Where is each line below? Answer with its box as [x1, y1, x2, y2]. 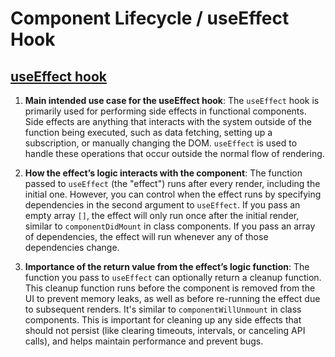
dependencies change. [24, 242, 120, 253]
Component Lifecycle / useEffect [10, 7, 290, 30]
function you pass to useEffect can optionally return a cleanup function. [24, 272, 322, 283]
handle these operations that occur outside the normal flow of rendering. [24, 148, 325, 159]
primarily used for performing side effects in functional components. [24, 105, 307, 117]
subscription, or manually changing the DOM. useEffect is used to [24, 137, 298, 149]
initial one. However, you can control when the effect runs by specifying [24, 188, 322, 200]
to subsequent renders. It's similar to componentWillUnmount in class [24, 303, 302, 315]
